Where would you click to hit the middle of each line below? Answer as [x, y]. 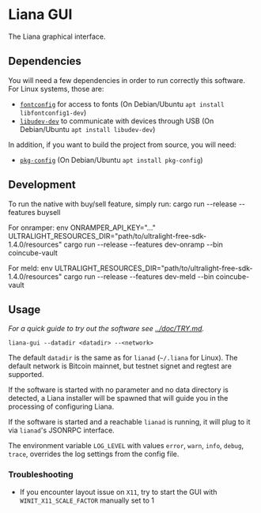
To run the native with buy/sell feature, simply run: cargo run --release [123, 204]
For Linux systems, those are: [56, 89]
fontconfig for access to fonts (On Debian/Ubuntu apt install [122, 104]
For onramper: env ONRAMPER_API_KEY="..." [82, 228]
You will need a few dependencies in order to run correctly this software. [127, 80]
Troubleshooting [41, 474]
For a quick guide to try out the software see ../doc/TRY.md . [106, 329]
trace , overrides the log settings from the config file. [94, 454]
